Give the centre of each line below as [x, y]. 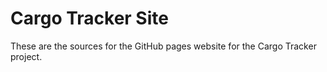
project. [26, 56]
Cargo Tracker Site [89, 18]
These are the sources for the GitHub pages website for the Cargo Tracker [163, 46]
